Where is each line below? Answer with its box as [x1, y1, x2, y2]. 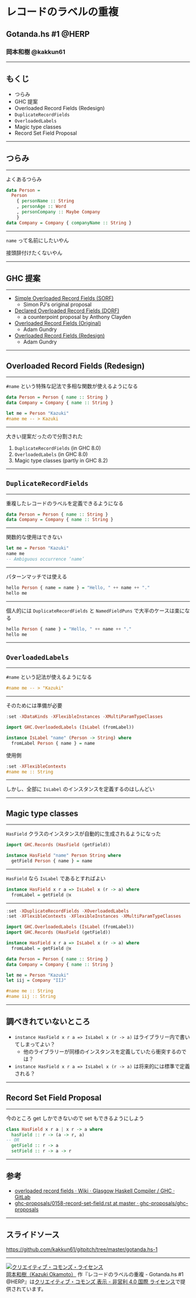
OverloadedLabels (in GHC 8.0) [14, 451, 88, 458]
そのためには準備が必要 [6, 702, 62, 709]
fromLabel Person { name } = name [11, 740, 95, 746]
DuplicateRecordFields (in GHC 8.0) [14, 444, 101, 451]
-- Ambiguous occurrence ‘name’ [6, 556, 85, 563]
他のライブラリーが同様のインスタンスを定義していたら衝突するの [23, 1048, 182, 1055]
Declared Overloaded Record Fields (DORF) [14, 307, 120, 314]
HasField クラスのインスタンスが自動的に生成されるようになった [6, 830, 162, 837]
